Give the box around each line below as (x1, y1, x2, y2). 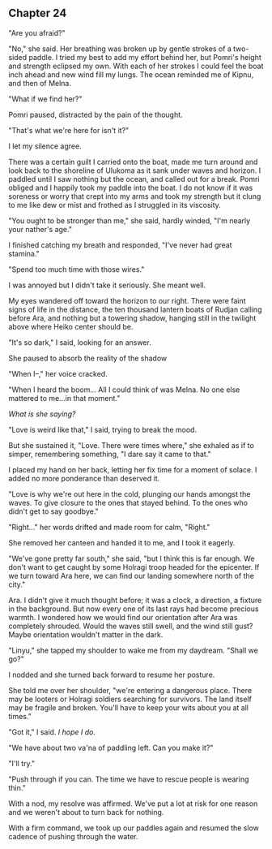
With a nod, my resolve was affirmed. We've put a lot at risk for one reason (8, 799, 258, 808)
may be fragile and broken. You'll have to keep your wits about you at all (8, 702, 249, 713)
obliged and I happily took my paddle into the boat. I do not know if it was (8, 183, 253, 192)
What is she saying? (8, 409, 76, 419)
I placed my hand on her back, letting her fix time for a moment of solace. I (8, 464, 257, 474)
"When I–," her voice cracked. (8, 368, 108, 378)
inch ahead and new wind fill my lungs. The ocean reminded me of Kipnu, (8, 69, 254, 80)
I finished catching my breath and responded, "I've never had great (8, 239, 232, 250)
